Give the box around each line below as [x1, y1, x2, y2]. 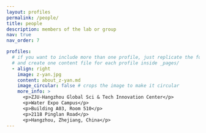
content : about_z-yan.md [17, 77, 81, 83]
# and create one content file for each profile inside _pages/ [12, 59, 180, 66]
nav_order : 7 [6, 37, 40, 44]
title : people [6, 20, 43, 26]
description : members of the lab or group [6, 26, 116, 32]
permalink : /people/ [6, 15, 59, 21]
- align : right [12, 66, 51, 72]
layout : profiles [6, 9, 51, 15]
